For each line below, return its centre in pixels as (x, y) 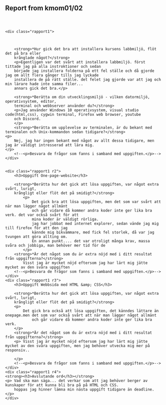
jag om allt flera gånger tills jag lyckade (52, 75)
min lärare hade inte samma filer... (44, 84)
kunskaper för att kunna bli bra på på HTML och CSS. (62, 385)
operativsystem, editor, (31, 102)
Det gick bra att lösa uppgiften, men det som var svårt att (96, 202)
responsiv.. (17, 350)
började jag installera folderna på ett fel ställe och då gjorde (84, 71)
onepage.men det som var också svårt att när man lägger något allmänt (81, 315)
